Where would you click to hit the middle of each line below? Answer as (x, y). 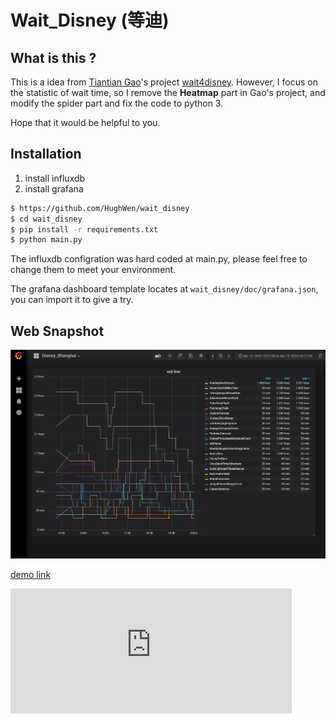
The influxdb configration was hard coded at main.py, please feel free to (159, 259)
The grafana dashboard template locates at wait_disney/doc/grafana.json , (164, 289)
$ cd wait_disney (46, 219)
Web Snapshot (57, 331)
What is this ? (53, 57)
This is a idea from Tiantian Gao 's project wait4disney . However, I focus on (164, 82)
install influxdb (55, 178)
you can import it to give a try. (72, 300)
